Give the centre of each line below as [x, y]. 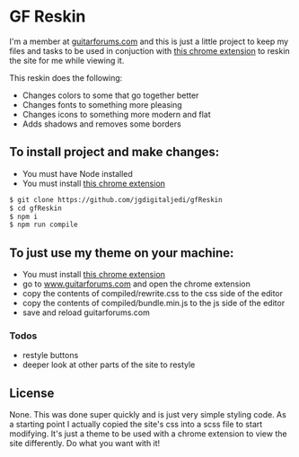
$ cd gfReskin [36, 208]
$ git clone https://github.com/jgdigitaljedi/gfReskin [116, 199]
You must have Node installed [77, 173]
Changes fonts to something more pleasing [102, 104]
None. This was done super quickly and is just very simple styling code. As [148, 415]
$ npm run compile [44, 225]
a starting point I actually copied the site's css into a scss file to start [136, 425]
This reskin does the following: [66, 77]
